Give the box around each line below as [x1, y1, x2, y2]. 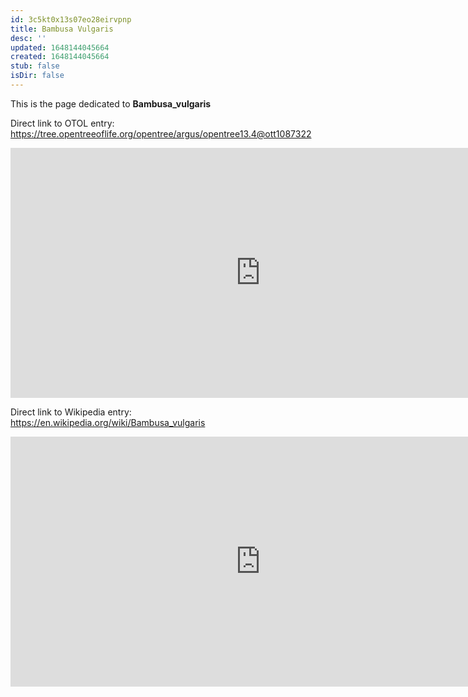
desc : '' [10, 33, 47, 43]
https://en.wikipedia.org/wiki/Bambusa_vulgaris [10, 416, 206, 428]
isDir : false [10, 71, 65, 81]
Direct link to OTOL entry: [10, 117, 115, 129]
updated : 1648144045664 [10, 42, 110, 53]
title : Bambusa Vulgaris [10, 24, 114, 34]
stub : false [10, 61, 60, 71]
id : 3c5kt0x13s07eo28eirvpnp [10, 14, 132, 25]
